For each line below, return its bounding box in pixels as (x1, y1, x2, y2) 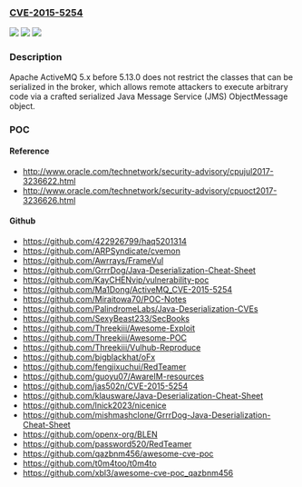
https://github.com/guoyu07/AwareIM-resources (22, 371, 204, 382)
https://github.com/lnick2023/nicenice (22, 400, 167, 411)
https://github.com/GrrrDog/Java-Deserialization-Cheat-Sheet (22, 264, 257, 275)
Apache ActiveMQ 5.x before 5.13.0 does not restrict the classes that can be (9, 71, 293, 83)
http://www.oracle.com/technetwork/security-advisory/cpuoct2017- (22, 184, 278, 196)
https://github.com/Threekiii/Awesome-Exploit (22, 323, 196, 333)
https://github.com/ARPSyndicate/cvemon (22, 245, 181, 256)
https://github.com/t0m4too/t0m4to (22, 457, 157, 469)
